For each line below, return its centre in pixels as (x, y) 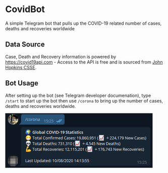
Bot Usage (22, 83)
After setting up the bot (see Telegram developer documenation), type (78, 95)
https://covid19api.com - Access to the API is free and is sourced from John (84, 62)
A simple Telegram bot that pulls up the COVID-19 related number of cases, (83, 23)
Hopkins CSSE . (21, 67)
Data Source (25, 45)
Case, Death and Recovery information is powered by (61, 56)
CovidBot (25, 9)
